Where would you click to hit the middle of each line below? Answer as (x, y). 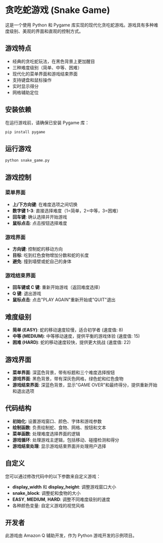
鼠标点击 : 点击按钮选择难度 (40, 223)
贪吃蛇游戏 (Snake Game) (58, 10)
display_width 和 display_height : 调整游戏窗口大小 (64, 487)
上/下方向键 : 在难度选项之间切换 (45, 204)
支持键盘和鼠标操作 (32, 80)
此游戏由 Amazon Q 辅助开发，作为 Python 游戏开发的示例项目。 (71, 536)
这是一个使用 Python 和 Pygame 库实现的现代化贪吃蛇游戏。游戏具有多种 (80, 25)
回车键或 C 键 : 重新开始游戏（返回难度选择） (57, 287)
